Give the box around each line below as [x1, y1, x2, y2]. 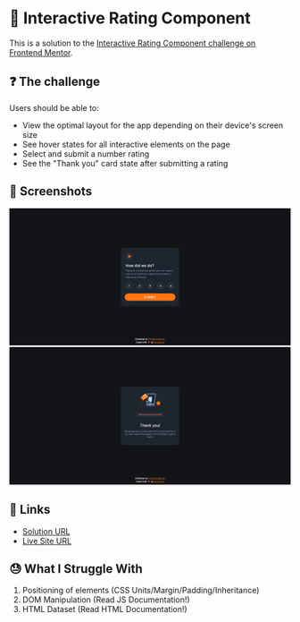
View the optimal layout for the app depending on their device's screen [21, 120, 284, 131]
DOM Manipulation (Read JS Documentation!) [21, 594, 190, 605]
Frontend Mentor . [9, 47, 73, 57]
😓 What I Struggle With [9, 561, 143, 576]
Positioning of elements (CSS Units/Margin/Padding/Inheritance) [21, 585, 260, 596]
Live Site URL [21, 535, 72, 546]
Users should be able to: [9, 102, 100, 113]
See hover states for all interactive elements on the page [21, 139, 230, 149]
